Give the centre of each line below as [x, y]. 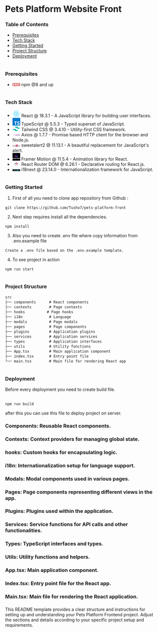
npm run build [20, 404]
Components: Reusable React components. [58, 426]
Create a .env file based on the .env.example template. [65, 250]
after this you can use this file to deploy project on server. [63, 413]
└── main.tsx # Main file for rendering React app [66, 361]
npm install [17, 226]
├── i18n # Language [38, 317]
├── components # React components [47, 302]
